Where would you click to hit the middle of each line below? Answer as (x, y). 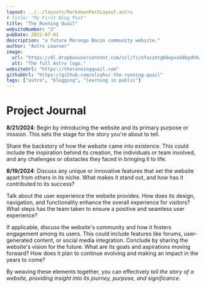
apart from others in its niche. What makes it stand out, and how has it (95, 178)
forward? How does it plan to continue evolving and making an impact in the (102, 253)
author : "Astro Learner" (38, 47)
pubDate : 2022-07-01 (33, 35)
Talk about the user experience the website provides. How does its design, (101, 196)
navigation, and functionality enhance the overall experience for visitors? (98, 202)
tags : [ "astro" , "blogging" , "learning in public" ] (74, 80)
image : (15, 52)
